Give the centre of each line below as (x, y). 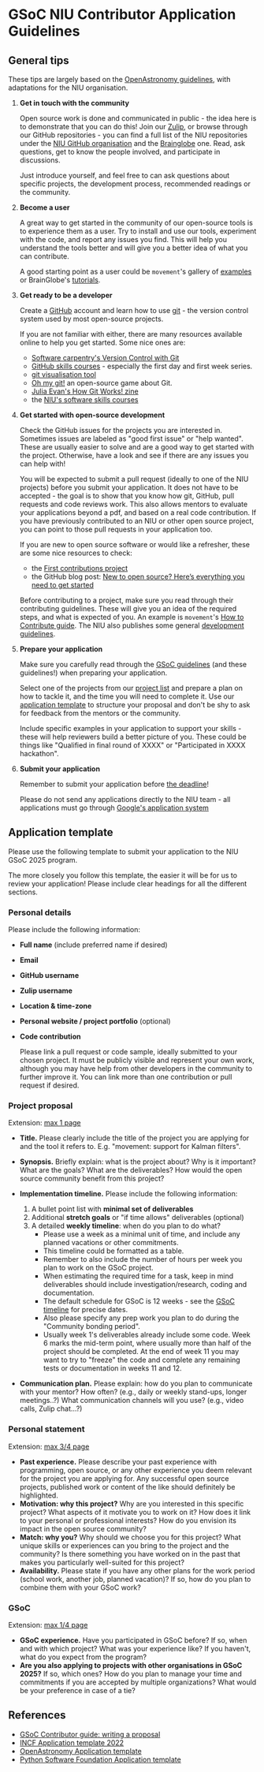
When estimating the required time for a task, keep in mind (138, 1276)
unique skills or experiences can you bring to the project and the (124, 1545)
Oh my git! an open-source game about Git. (102, 383)
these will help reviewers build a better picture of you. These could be (133, 737)
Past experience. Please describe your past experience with (118, 1461)
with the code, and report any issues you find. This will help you (123, 239)
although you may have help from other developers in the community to (136, 1069)
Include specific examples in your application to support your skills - (130, 728)
